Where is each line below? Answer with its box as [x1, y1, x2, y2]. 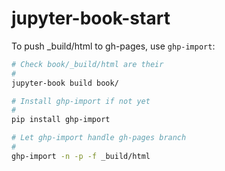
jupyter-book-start [11, 7, 171, 30]
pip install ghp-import [11, 115, 111, 125]
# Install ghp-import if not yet [11, 96, 151, 106]
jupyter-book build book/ [11, 78, 119, 88]
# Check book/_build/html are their [11, 59, 164, 69]
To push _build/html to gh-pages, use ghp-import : [11, 40, 216, 52]
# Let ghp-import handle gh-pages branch [11, 133, 187, 143]
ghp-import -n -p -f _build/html [11, 151, 151, 161]
